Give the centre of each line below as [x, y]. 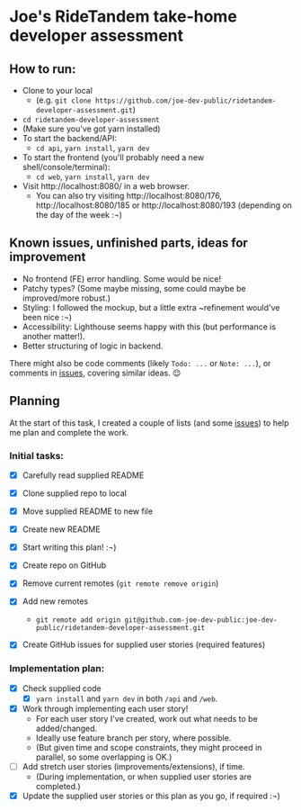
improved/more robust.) [66, 298]
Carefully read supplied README [83, 475]
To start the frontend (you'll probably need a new [113, 157]
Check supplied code [62, 688]
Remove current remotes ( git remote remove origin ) [120, 583]
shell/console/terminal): [66, 167]
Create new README [61, 529]
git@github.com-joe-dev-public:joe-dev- [201, 620]
